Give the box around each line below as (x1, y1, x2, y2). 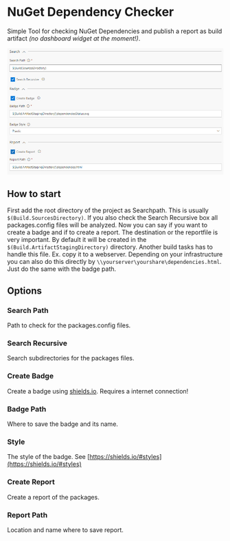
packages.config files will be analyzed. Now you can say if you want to (7, 221, 208, 229)
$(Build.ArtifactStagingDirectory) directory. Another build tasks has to (7, 243, 213, 252)
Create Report (7, 477, 55, 487)
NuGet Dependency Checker (7, 4, 174, 20)
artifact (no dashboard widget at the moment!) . (7, 34, 141, 42)
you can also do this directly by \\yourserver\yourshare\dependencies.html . (7, 258, 222, 266)
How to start (7, 187, 61, 200)
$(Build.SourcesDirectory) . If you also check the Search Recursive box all (7, 214, 218, 222)
